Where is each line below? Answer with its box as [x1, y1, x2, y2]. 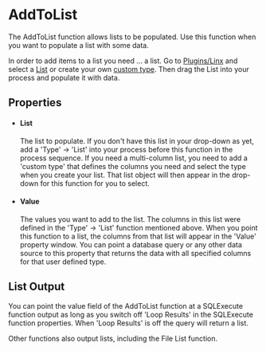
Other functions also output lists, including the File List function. [8, 333, 217, 343]
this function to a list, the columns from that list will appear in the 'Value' [19, 231, 256, 241]
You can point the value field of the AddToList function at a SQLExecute [8, 301, 244, 310]
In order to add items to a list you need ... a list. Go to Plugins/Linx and [8, 56, 238, 65]
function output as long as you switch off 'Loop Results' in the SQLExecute [8, 310, 253, 319]
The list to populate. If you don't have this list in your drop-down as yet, [19, 136, 255, 145]
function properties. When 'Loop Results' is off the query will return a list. [8, 317, 249, 328]
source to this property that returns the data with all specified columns [19, 248, 252, 258]
